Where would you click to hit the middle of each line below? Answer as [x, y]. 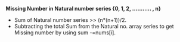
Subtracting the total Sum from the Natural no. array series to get [94, 26]
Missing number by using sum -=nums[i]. [65, 33]
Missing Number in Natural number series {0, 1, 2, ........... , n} [83, 9]
